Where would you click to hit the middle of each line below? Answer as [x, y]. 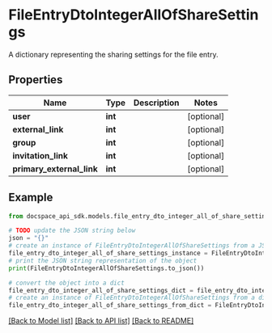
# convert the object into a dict [67, 283]
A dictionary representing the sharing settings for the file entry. [113, 54]
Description [156, 103]
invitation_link [40, 155]
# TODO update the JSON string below [72, 231]
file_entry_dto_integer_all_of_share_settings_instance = [108, 253]
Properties [36, 80]
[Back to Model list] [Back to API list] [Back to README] [101, 321]
